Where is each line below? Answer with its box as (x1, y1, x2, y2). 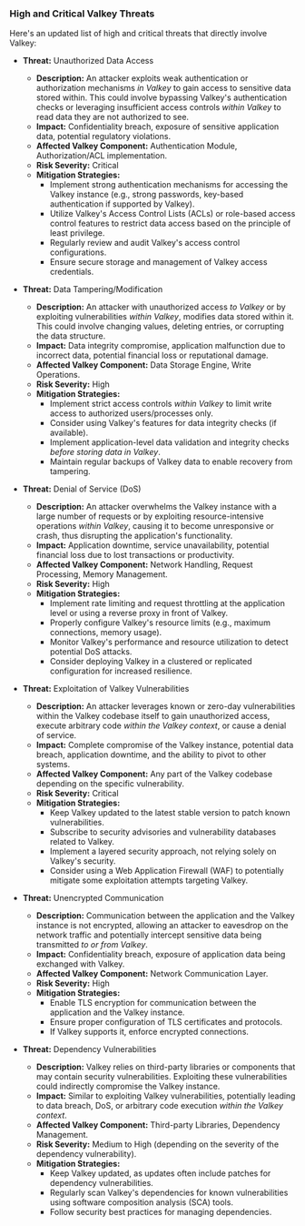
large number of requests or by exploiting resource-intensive (35, 511, 264, 522)
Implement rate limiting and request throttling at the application (49, 598, 286, 609)
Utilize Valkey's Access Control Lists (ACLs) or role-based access (49, 208, 296, 219)
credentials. (49, 267, 94, 278)
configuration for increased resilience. (49, 665, 192, 676)
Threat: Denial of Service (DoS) (22, 483, 142, 494)
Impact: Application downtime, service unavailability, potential (35, 540, 270, 551)
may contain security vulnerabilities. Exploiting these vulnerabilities (35, 1071, 288, 1082)
